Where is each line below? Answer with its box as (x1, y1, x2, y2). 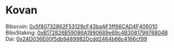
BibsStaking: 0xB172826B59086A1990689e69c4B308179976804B (5, 29, 168, 36)
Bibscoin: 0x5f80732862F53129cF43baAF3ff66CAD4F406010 (5, 23, 157, 30)
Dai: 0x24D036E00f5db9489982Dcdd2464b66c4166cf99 (5, 35, 147, 42)
